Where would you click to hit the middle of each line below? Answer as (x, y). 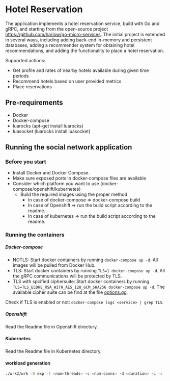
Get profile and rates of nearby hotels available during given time (81, 70)
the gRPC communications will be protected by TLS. (67, 276)
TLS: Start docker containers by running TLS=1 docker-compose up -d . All (89, 271)
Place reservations (32, 86)
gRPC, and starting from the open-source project (57, 29)
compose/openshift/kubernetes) (47, 189)
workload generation (28, 363)
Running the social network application (69, 147)
